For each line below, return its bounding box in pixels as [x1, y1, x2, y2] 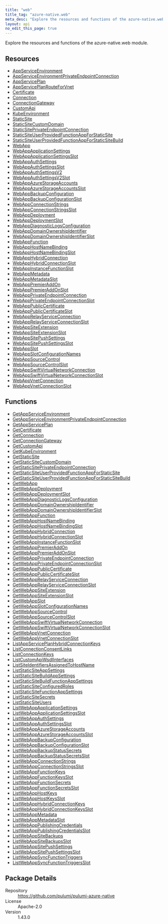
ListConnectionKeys [12, 651, 54, 657]
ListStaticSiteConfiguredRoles [12, 683, 74, 689]
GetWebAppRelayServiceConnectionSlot [12, 582, 96, 588]
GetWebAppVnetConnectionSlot [12, 635, 79, 641]
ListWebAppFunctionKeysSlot [12, 774, 73, 780]
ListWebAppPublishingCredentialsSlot [12, 827, 90, 834]
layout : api [5, 21, 30, 27]
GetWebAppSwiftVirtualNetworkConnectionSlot [12, 624, 111, 630]
